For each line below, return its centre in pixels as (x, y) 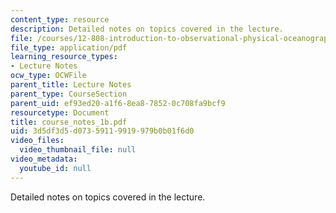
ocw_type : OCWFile (48, 76)
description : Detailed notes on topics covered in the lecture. (147, 29)
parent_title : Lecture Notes (71, 85)
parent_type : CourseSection (69, 94)
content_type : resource (60, 19)
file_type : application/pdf (69, 47)
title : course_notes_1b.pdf (69, 122)
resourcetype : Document (60, 112)
